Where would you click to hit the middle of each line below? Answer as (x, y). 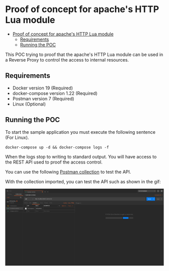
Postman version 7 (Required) (43, 98)
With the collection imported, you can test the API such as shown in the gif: (83, 181)
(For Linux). (17, 137)
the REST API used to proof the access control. (54, 162)
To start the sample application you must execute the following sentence (80, 132)
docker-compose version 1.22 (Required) (55, 93)
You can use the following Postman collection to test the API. (68, 172)
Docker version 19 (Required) (43, 88)
